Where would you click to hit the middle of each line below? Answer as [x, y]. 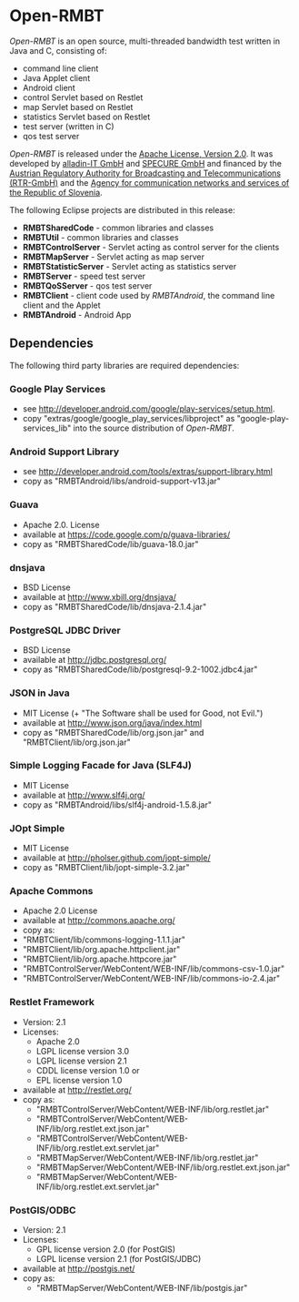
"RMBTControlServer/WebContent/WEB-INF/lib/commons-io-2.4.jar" [151, 979]
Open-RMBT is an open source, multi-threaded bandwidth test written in [145, 41]
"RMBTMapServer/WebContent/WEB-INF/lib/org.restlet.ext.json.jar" [163, 1167]
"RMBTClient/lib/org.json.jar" [77, 742]
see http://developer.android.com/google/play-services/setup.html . [149, 409]
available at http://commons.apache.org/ [99, 921]
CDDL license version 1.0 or [88, 1070]
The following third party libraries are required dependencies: [125, 365]
